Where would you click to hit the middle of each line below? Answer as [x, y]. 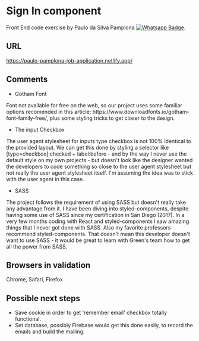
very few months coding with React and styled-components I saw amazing [98, 221]
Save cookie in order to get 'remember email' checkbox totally [91, 313]
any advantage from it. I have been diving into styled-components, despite [97, 208]
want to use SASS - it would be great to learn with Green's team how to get [98, 240]
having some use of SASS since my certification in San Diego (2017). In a [95, 215]
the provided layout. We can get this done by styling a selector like [88, 147]
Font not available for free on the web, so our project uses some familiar [94, 105]
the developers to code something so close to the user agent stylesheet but [99, 166]
